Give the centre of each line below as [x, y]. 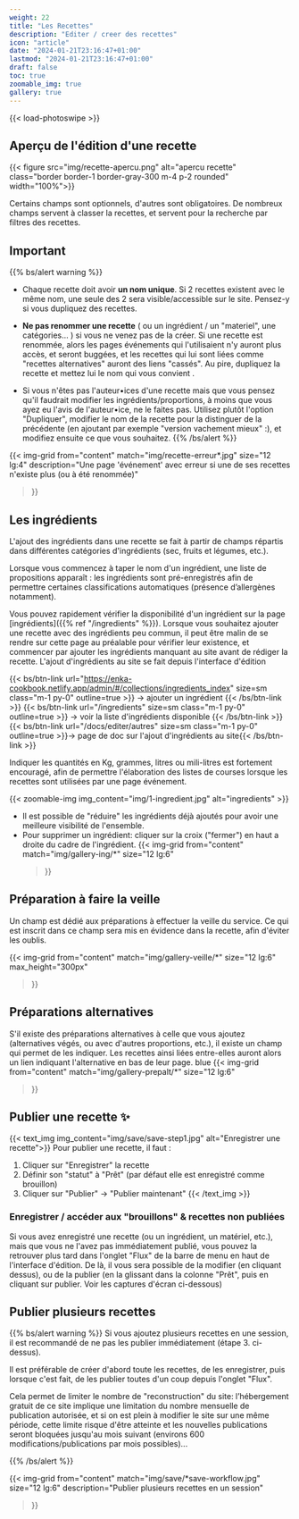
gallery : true [36, 92]
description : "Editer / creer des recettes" [93, 34]
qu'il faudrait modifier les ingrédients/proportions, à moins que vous [147, 400]
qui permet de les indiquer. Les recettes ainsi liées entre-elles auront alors [145, 1053]
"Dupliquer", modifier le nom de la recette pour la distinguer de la [142, 419]
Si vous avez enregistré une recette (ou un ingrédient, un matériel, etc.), [141, 1236]
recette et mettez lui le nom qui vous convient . [108, 373]
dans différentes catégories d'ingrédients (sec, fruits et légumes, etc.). [139, 550]
